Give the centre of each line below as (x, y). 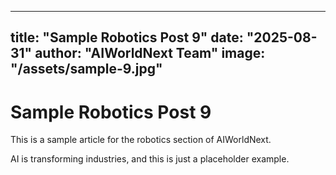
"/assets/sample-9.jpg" (86, 69)
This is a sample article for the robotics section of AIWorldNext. (141, 140)
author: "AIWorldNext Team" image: (150, 53)
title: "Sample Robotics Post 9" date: (127, 37)
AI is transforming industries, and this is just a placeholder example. (150, 159)
